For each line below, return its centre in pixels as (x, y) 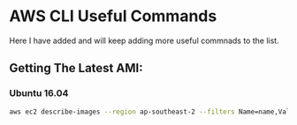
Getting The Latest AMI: (76, 68)
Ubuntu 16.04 (39, 93)
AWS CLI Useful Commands (113, 16)
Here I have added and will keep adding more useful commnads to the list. (145, 40)
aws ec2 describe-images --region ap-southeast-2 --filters (122, 112)
